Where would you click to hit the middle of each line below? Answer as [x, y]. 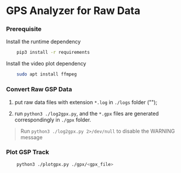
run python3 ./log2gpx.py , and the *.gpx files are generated [87, 113]
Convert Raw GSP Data [39, 89]
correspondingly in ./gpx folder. [53, 120]
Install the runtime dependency [43, 41]
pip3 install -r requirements [53, 53]
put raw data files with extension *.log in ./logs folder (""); [86, 102]
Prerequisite [24, 29]
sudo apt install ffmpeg [47, 74]
